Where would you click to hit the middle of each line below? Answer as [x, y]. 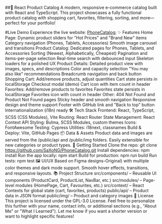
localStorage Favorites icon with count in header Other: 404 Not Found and [80, 94]
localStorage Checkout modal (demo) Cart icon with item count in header [78, 84]
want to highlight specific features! [40, 216]
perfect [12, 23]
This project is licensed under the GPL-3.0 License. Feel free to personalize [80, 201]
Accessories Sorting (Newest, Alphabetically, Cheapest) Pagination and [76, 53]
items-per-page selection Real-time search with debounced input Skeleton [79, 58]
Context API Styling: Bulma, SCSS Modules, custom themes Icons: [71, 122]
